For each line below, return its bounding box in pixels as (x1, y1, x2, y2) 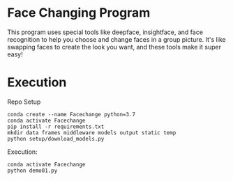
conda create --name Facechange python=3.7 (7, 111, 136, 118)
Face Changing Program (7, 5, 151, 21)
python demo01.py (7, 167, 58, 174)
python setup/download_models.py (7, 135, 105, 142)
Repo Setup (7, 97, 41, 106)
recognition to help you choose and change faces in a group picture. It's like (7, 35, 226, 43)
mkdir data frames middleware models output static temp (7, 129, 176, 136)
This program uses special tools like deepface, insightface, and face (7, 28, 204, 36)
